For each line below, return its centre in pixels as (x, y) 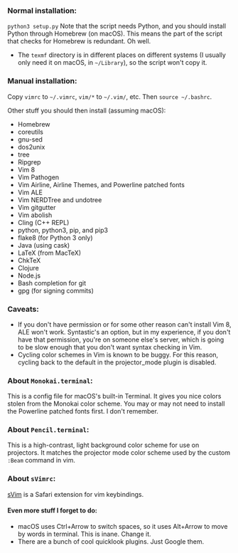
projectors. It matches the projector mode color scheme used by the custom (119, 453)
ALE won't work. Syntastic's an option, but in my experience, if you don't (124, 332)
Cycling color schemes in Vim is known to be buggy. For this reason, (118, 354)
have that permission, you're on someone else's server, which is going (121, 339)
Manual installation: (42, 81)
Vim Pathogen (38, 177)
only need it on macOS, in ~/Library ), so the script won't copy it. (112, 63)
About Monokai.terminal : (50, 381)
